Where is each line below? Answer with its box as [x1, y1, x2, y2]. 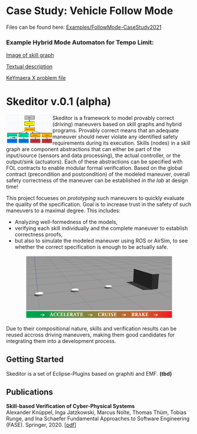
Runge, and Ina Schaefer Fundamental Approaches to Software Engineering [6, 415, 190, 422]
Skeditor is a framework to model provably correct [52, 115, 175, 122]
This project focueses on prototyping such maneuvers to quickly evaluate [6, 195, 185, 202]
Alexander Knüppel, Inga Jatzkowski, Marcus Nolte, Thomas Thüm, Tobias [6, 409, 187, 416]
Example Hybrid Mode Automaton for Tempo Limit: [6, 38, 154, 46]
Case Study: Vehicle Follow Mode [6, 4, 173, 18]
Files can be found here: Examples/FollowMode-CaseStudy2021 [6, 24, 162, 31]
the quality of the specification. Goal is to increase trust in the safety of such [6, 201, 192, 208]
